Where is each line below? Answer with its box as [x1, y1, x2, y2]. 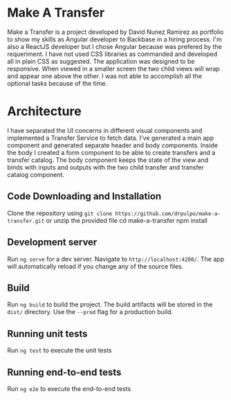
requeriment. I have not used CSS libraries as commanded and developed [7, 50, 218, 58]
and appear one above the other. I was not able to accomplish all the [7, 71, 203, 80]
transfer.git [7, 217, 45, 224]
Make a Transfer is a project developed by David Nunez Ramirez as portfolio [7, 28, 224, 36]
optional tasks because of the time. [7, 79, 108, 87]
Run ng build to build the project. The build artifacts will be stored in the [7, 300, 213, 309]
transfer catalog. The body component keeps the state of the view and [7, 156, 209, 164]
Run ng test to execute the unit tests [7, 346, 112, 354]
